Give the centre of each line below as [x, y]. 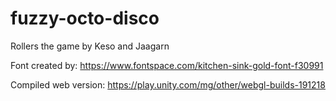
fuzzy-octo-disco [85, 18]
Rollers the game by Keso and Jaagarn [90, 46]
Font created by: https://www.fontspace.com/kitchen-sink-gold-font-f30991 [167, 65]
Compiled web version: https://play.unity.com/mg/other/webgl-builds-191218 [168, 84]
